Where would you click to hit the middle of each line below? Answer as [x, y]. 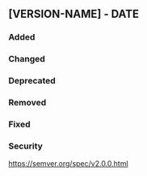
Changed [27, 59]
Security [25, 146]
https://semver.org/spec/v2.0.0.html [68, 164]
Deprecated [32, 81]
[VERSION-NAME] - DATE [74, 14]
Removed [27, 103]
